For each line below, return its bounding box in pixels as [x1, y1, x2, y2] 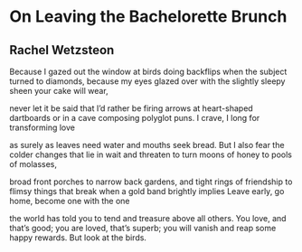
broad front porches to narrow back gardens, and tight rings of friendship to [9, 176, 293, 187]
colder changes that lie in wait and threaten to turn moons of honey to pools [9, 149, 292, 160]
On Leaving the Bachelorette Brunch [9, 6, 288, 27]
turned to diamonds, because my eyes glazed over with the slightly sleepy [9, 76, 286, 87]
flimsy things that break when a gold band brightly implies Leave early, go [9, 186, 285, 196]
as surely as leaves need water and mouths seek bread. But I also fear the [9, 140, 285, 150]
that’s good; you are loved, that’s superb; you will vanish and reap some [9, 223, 277, 233]
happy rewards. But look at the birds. [9, 232, 147, 243]
